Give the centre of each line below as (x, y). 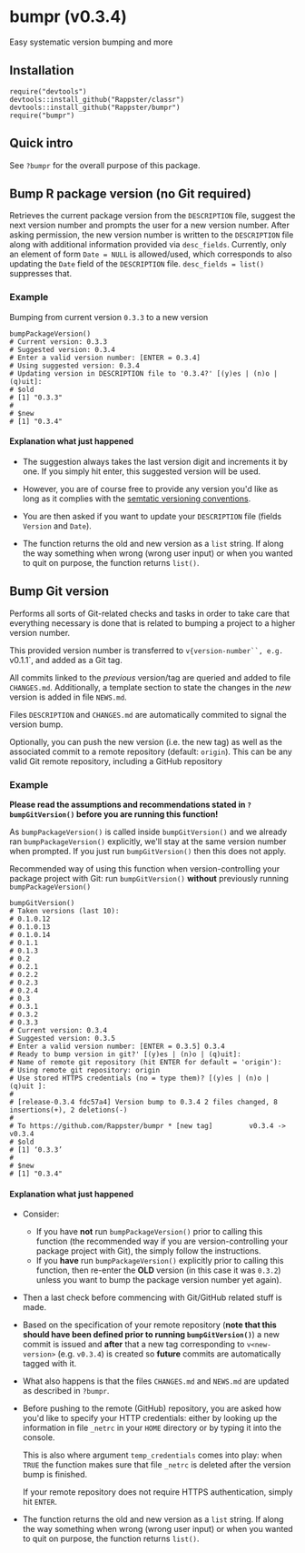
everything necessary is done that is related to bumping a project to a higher (152, 623)
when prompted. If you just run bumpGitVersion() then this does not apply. (148, 851)
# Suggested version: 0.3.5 (63, 1038)
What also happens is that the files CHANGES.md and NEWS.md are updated (156, 1381)
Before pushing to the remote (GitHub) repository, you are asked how (152, 1408)
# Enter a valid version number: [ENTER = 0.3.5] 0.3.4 (117, 1046)
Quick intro (41, 143)
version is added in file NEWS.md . (68, 697)
